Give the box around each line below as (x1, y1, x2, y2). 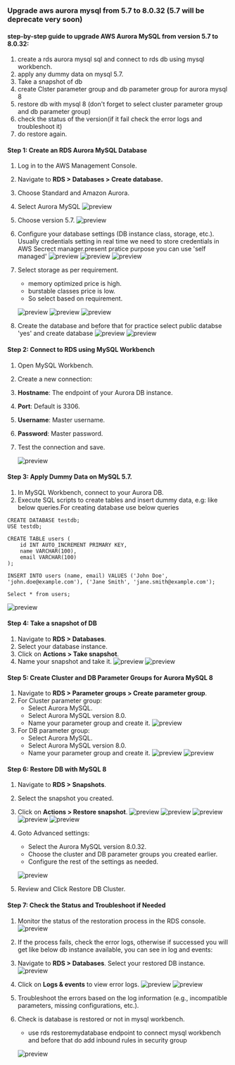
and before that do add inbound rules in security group (27, 1035, 188, 1044)
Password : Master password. (17, 429, 103, 438)
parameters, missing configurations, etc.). (17, 1001, 139, 1009)
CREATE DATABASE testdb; (7, 517, 80, 524)
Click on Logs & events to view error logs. (17, 980, 139, 988)
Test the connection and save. (17, 443, 106, 451)
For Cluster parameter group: (17, 696, 103, 705)
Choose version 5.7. (17, 216, 75, 225)
